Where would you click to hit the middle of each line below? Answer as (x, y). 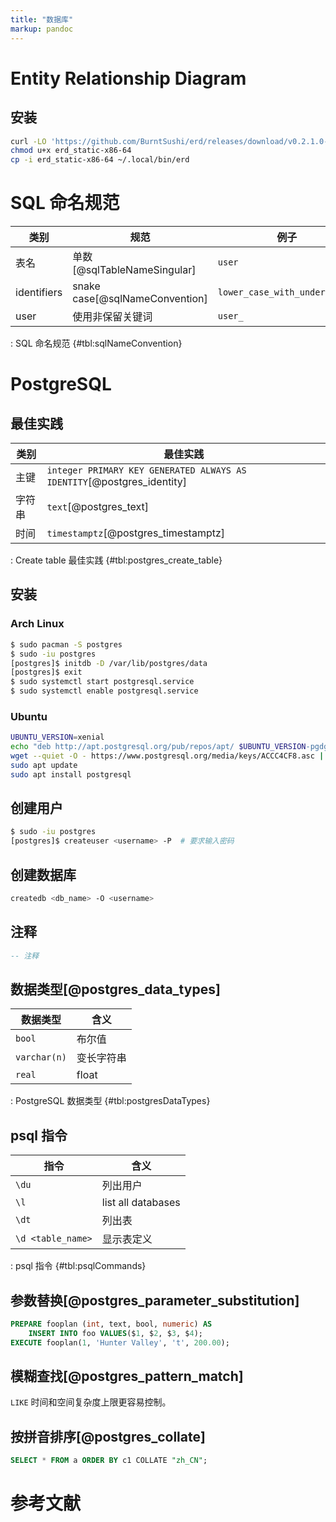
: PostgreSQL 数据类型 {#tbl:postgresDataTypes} (110, 1101)
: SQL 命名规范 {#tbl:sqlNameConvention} (96, 343)
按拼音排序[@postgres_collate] (108, 1436)
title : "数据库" (42, 19)
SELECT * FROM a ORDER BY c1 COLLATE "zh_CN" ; (109, 1461)
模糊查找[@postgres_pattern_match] (127, 1376)
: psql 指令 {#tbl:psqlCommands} (78, 1266)
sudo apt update (44, 765)
